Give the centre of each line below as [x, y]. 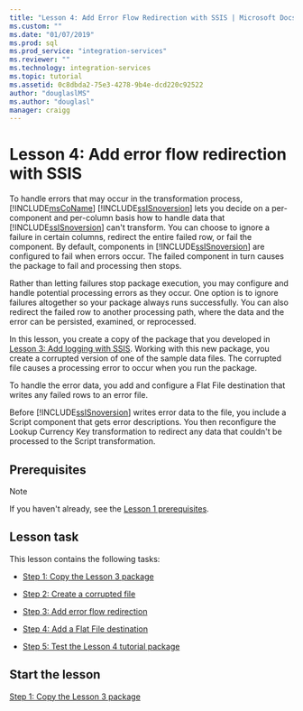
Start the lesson [55, 674]
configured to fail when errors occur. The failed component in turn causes [147, 256]
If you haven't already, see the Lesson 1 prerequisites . [109, 509]
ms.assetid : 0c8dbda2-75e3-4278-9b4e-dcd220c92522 [106, 85]
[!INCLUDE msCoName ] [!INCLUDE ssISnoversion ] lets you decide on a [140, 208]
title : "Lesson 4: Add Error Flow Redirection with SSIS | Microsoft [143, 18]
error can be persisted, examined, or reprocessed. [103, 322]
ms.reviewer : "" [40, 60]
